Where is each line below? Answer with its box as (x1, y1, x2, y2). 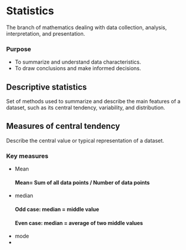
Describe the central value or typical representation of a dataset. (6, 137, 165, 144)
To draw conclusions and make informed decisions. (14, 65, 141, 72)
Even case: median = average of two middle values (14, 219, 143, 226)
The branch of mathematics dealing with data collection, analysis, (6, 24, 167, 31)
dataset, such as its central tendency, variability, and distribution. (6, 104, 165, 111)
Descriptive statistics (6, 82, 87, 92)
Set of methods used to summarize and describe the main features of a (6, 98, 181, 105)
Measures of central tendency (6, 121, 121, 131)
